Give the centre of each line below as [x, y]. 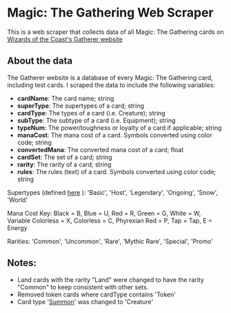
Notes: [22, 263]
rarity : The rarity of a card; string [64, 164]
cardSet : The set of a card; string [64, 157]
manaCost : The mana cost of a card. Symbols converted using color [114, 135]
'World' [18, 200]
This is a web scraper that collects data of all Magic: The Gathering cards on [115, 32]
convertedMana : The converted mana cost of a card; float [100, 149]
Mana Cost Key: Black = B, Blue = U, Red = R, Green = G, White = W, [104, 213]
